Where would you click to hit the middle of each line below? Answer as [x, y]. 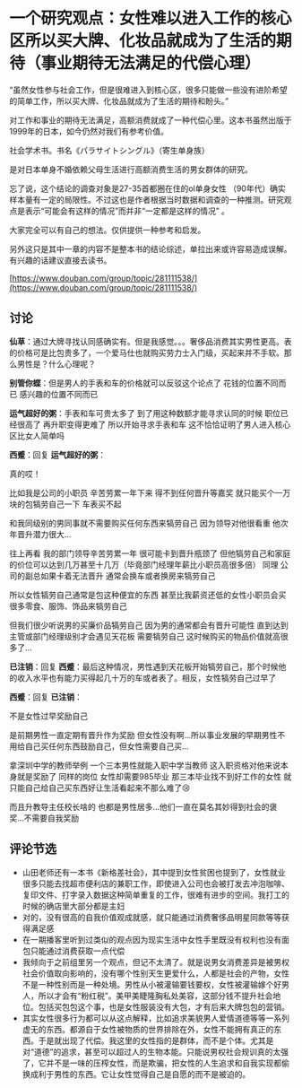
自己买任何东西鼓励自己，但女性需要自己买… [107, 746]
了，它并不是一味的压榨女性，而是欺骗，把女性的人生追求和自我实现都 [152, 1063]
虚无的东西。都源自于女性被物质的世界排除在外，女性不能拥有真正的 [148, 1029]
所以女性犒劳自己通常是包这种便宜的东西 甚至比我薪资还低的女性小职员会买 [148, 595]
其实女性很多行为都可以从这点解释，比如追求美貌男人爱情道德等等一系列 [155, 1018]
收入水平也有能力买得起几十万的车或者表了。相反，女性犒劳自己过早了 [146, 677]
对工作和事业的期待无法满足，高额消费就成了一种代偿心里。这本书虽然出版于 [151, 120]
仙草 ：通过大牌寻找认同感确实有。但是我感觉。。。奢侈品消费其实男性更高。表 [151, 341]
